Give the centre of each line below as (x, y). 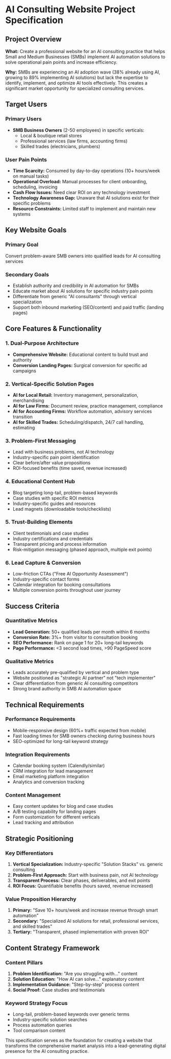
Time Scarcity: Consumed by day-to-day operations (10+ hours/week (86, 171)
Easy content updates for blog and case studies (63, 806)
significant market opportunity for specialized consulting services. (75, 88)
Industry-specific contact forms (46, 579)
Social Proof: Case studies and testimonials (59, 990)
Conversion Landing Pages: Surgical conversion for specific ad (80, 365)
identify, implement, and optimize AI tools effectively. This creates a (77, 83)
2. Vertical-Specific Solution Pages (50, 384)
